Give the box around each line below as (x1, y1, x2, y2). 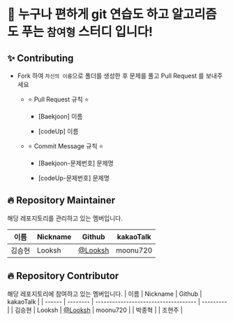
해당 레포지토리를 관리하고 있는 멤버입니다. (7, 214, 123, 222)
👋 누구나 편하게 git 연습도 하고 (7, 6, 170, 22)
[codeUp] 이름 (38, 127, 79, 135)
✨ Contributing (7, 52, 74, 64)
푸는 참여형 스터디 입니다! (21, 24, 153, 40)
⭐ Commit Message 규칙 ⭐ (27, 142, 104, 150)
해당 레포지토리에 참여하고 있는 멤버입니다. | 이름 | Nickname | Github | (7, 290, 202, 298)
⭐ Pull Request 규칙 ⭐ (27, 95, 89, 104)
